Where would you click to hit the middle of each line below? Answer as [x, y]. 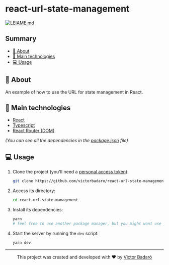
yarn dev [22, 242]
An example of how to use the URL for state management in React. [74, 92]
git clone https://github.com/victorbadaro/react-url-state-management [89, 181]
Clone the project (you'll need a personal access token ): [71, 172]
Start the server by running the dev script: [56, 233]
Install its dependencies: [38, 209]
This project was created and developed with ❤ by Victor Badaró [84, 257]
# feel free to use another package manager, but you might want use [87, 224]
